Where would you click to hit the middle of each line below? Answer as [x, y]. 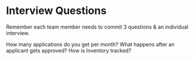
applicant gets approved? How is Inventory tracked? [69, 50]
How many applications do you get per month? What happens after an [90, 44]
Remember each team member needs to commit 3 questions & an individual [97, 27]
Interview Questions [56, 11]
